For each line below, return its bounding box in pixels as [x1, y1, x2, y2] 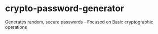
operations [5, 24, 27, 30]
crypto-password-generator [5, 3, 124, 14]
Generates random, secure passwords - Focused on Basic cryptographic [5, 19, 154, 25]
